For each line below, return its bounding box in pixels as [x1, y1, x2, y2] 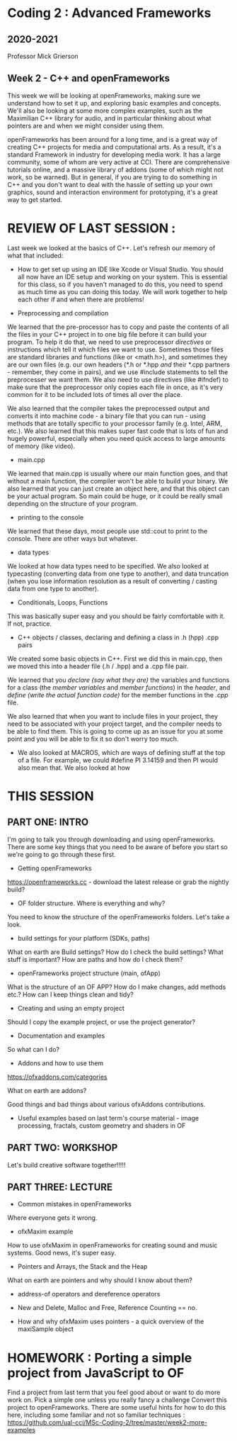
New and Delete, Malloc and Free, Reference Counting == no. [17, 1303, 197, 1312]
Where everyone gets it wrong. [7, 1213, 98, 1222]
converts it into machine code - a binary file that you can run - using [7, 411, 207, 420]
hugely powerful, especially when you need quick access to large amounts [7, 434, 225, 442]
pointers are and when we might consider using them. [7, 121, 165, 130]
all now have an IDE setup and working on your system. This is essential [17, 272, 228, 281]
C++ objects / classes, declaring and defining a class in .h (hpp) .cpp [17, 633, 219, 641]
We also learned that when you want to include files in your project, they [7, 712, 218, 720]
